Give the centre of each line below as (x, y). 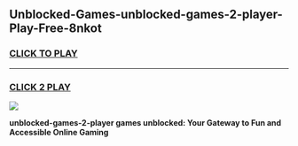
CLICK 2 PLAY (40, 87)
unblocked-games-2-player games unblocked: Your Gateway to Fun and (145, 122)
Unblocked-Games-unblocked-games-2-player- (146, 15)
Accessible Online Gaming (59, 132)
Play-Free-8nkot (55, 29)
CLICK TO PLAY (43, 54)
